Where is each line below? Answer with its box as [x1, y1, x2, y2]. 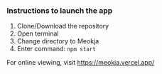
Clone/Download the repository [16, 22, 109, 31]
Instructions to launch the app [6, 6, 113, 16]
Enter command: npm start [16, 45, 97, 53]
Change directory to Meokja [16, 37, 99, 46]
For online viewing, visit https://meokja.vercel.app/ [6, 58, 155, 67]
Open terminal [16, 29, 59, 38]
